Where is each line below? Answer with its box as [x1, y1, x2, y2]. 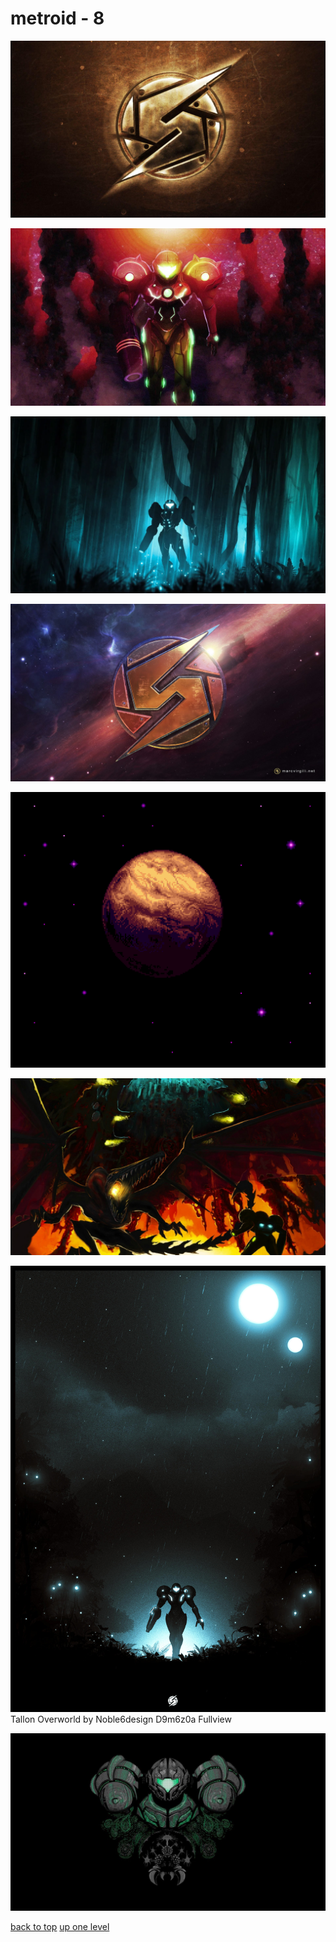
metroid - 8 [10, 7, 105, 30]
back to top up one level [10, 1920, 110, 1932]
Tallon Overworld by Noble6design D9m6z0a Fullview [10, 1713, 232, 1726]
